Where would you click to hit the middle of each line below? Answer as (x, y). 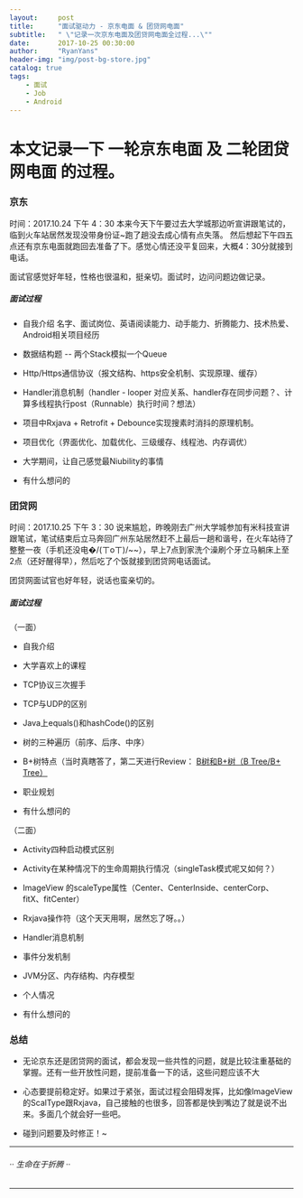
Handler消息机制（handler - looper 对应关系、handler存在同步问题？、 (153, 392)
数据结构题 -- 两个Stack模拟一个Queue (95, 354)
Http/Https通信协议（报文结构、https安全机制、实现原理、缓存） (142, 373)
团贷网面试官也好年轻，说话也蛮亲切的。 (84, 580)
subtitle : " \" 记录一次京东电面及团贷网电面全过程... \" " (111, 34)
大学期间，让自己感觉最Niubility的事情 (93, 460)
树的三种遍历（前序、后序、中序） (86, 742)
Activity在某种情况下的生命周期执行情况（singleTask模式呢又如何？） (151, 868)
